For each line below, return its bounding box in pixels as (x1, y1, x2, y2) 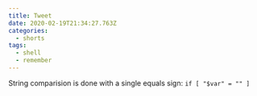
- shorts (15, 34, 45, 42)
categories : (8, 26, 48, 34)
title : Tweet (8, 11, 52, 20)
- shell (15, 49, 42, 57)
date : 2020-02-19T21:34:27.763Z (8, 19, 117, 27)
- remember (15, 57, 52, 65)
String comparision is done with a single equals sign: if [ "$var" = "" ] (8, 78, 251, 88)
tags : (8, 42, 27, 50)
